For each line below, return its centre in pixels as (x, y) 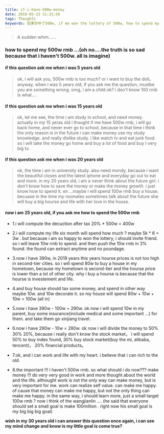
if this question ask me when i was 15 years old (54, 106)
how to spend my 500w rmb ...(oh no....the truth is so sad (75, 50)
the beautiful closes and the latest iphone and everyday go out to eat (86, 175)
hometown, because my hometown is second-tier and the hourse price (84, 268)
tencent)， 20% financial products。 (49, 345)
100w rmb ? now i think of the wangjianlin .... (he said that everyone (80, 401)
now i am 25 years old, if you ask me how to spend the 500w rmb (72, 213)
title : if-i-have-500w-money (35, 10)
